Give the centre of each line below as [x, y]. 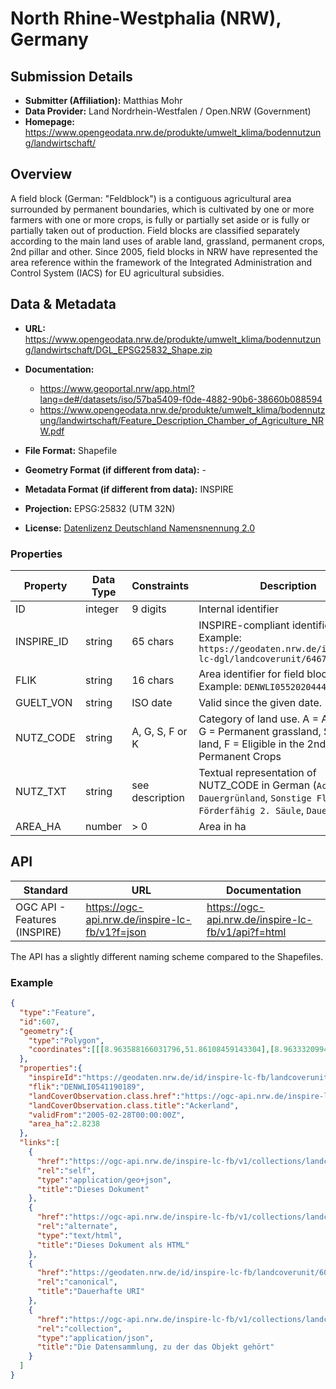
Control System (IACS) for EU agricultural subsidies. [117, 273]
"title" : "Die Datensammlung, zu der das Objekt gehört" [155, 1347]
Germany [49, 39]
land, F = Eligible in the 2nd [262, 744]
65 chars [153, 641]
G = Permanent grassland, [260, 731]
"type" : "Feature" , [58, 1012]
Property [45, 585]
